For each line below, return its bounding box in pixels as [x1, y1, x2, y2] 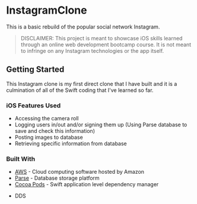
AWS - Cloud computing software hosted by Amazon [14, 168, 144, 176]
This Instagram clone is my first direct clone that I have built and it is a [6, 80, 177, 87]
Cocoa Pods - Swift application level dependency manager [14, 181, 159, 188]
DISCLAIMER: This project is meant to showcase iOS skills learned [20, 34, 183, 42]
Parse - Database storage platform [14, 174, 100, 181]
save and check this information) [14, 128, 95, 135]
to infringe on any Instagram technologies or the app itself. [20, 47, 164, 54]
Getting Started [6, 65, 65, 75]
